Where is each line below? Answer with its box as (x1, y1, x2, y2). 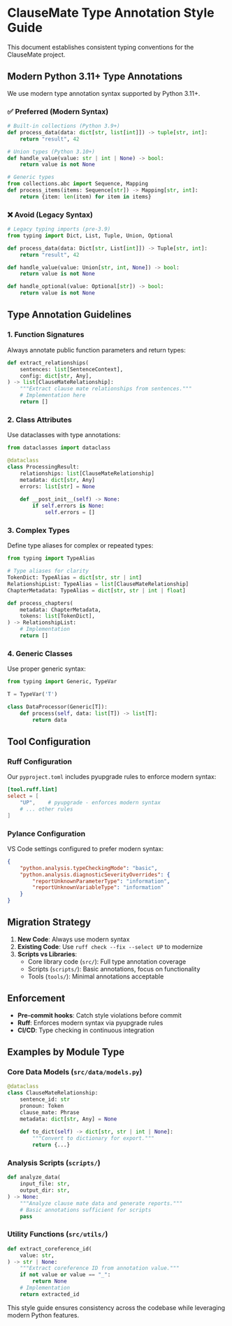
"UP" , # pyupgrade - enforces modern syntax (20, 799, 161, 806)
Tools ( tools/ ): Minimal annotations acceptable (27, 972, 164, 981)
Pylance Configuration (7, 829, 86, 839)
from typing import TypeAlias (7, 555, 96, 562)
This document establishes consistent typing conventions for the (7, 43, 194, 51)
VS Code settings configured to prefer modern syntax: (7, 844, 164, 853)
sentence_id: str (20, 1096, 71, 1103)
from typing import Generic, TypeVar (7, 678, 117, 685)
